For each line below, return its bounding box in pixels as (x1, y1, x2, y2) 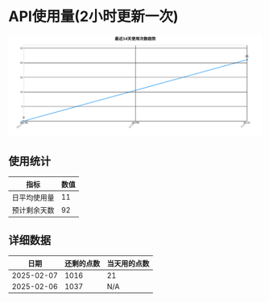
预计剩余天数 (11, 205, 55, 215)
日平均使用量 (11, 192, 55, 202)
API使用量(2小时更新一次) (8, 7, 179, 26)
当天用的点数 (106, 259, 150, 268)
